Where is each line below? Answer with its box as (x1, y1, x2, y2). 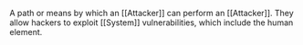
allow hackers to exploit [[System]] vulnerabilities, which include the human (9, 17, 294, 28)
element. (9, 27, 43, 37)
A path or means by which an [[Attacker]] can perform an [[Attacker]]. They (9, 8, 294, 18)
